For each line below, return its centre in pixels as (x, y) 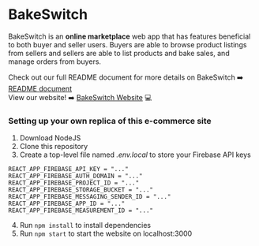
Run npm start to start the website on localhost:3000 (106, 233)
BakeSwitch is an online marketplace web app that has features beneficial (129, 36)
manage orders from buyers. (54, 61)
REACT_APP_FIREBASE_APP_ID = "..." (67, 204)
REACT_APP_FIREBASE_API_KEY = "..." (68, 170)
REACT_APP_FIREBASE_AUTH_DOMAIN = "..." (76, 176)
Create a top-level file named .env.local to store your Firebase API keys (135, 155)
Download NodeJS (50, 138)
